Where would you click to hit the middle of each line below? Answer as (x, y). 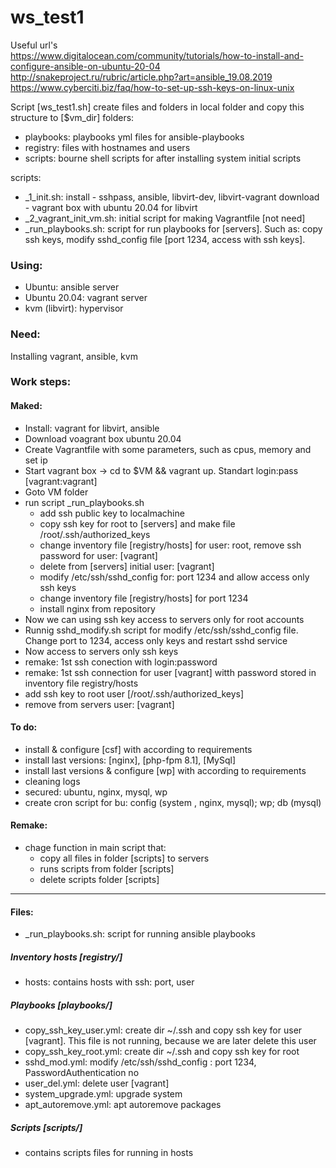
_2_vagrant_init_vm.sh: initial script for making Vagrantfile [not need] (165, 218)
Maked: (26, 406)
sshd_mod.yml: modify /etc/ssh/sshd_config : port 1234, (140, 1062)
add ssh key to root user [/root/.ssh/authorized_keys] (134, 693)
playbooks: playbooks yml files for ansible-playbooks (134, 137)
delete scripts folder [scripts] (99, 880)
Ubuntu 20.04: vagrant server (86, 298)
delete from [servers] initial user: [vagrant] (127, 566)
